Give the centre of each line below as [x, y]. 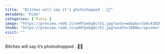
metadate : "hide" [23, 14]
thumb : [12, 28]
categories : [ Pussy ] [28, 19]
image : [12, 23]
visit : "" [15, 32]
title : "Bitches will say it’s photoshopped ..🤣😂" [59, 10]
